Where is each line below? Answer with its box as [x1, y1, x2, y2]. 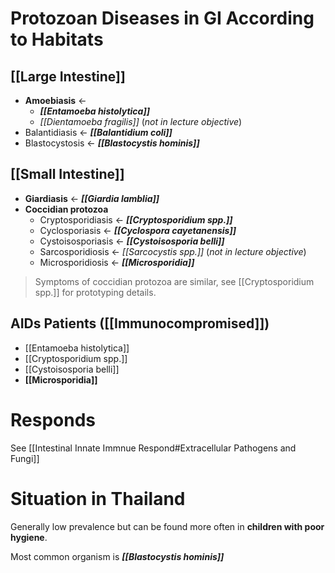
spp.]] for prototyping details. [34, 286, 157, 298]
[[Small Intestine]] [10, 166, 125, 183]
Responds [10, 408, 96, 431]
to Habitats [10, 28, 104, 51]
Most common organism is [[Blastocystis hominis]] [10, 550, 225, 562]
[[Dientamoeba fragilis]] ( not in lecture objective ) [39, 116, 243, 127]
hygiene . [10, 531, 48, 543]
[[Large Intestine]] [10, 68, 126, 85]
